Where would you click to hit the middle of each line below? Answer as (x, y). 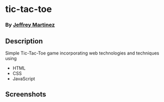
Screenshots (26, 94)
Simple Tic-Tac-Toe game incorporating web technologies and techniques (82, 53)
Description (24, 41)
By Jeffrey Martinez (30, 25)
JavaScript (24, 78)
